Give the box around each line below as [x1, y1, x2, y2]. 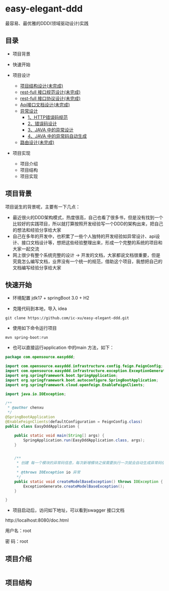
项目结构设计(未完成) [20, 82, 63, 88]
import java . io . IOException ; [5, 391, 66, 397]
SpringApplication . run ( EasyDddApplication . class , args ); [23, 438, 145, 443]
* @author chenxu [7, 405, 44, 410]
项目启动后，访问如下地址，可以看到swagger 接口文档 [12, 507, 125, 513]
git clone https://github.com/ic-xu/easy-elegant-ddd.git [5, 316, 129, 321]
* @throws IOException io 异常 [16, 470, 80, 475]
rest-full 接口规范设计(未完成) [20, 89, 81, 95]
